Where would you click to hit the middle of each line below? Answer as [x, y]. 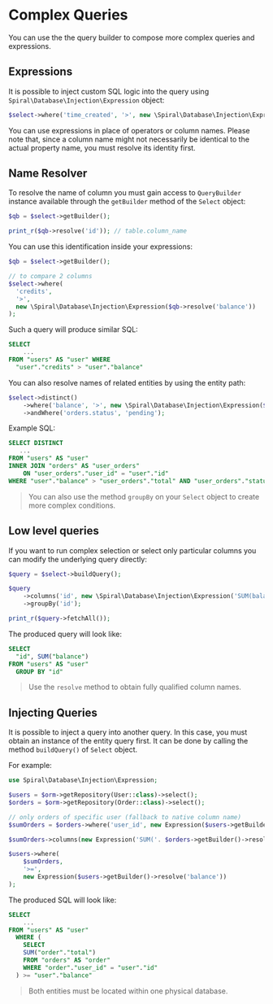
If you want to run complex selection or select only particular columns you [132, 550]
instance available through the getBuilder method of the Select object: [127, 202]
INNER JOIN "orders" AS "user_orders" [74, 466]
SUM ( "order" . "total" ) [59, 953]
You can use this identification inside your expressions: [101, 247]
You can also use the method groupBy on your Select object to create [144, 496]
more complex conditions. [72, 505]
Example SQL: [32, 428]
